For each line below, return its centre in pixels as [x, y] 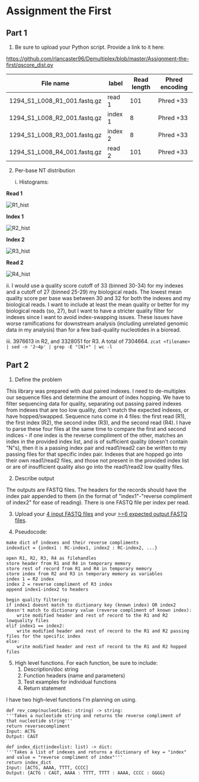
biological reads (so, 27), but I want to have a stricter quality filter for [90, 311]
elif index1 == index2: [36, 626]
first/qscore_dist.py [30, 65]
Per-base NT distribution [45, 170]
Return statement [45, 688]
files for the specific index [44, 636]
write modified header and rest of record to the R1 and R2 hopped [102, 647]
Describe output [34, 478]
